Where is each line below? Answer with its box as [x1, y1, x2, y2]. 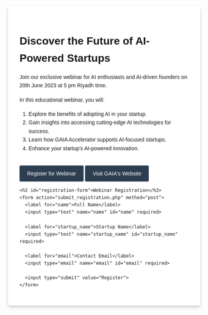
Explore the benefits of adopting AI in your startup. [28, 110, 147, 117]
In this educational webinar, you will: [20, 96, 105, 103]
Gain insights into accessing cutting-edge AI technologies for [28, 119, 171, 126]
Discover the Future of [20, 35, 134, 48]
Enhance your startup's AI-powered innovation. [28, 145, 139, 151]
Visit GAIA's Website [93, 170, 142, 177]
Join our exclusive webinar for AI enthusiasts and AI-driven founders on [20, 73, 187, 81]
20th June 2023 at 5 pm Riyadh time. [20, 82, 107, 89]
